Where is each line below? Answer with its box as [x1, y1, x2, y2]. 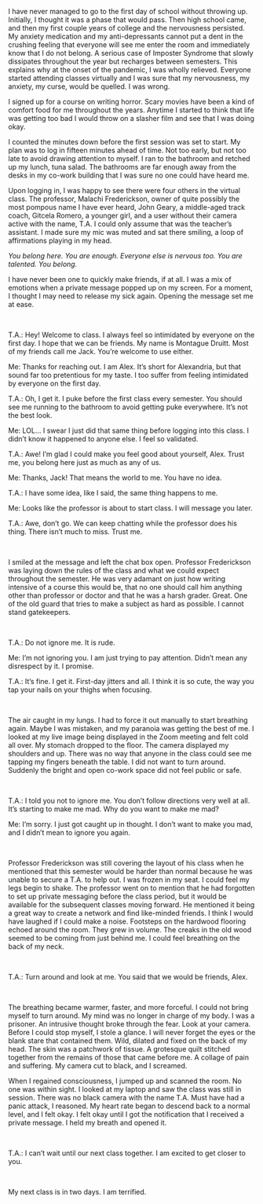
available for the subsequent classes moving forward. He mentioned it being [8, 900, 255, 909]
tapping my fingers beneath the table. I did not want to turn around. [8, 757, 226, 767]
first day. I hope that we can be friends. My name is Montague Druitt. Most [8, 339, 249, 348]
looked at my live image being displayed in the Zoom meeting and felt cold [8, 732, 249, 741]
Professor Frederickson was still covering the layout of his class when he [8, 858, 244, 867]
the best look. [8, 411, 53, 419]
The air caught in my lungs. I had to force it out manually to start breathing [8, 715, 249, 725]
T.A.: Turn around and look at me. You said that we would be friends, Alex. [8, 972, 248, 981]
